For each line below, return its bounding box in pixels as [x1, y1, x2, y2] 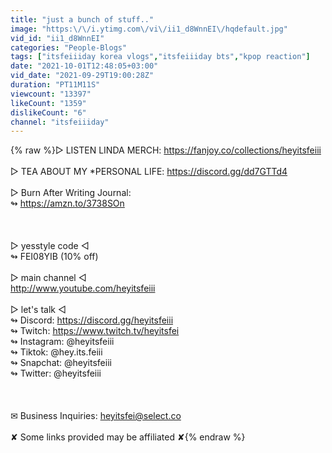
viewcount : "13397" [10, 89, 92, 99]
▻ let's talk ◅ [10, 304, 67, 316]
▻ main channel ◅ [10, 272, 87, 284]
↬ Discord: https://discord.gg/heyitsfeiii [10, 314, 174, 326]
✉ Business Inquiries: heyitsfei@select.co [10, 410, 182, 422]
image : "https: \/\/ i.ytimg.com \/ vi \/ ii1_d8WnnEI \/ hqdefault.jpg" [10, 24, 288, 34]
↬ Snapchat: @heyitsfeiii [10, 357, 112, 369]
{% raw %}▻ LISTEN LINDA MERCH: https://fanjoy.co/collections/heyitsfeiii [10, 144, 322, 156]
